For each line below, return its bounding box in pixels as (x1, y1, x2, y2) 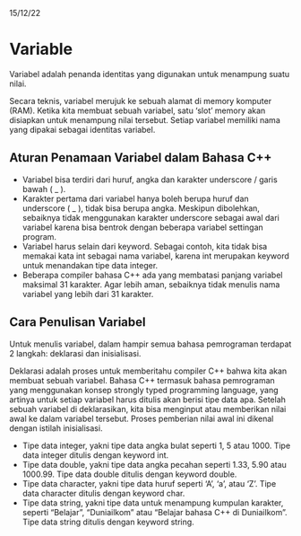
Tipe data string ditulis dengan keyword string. (21, 516, 194, 527)
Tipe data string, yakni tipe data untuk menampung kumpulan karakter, (21, 497, 284, 508)
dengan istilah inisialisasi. (9, 422, 103, 434)
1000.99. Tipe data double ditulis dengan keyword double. (21, 469, 237, 479)
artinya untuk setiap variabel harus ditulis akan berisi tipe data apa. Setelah (9, 394, 287, 405)
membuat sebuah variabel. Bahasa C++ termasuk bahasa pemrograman (9, 374, 275, 385)
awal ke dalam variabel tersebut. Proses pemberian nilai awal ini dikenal (9, 413, 274, 424)
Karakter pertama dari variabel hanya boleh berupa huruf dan (21, 193, 249, 204)
